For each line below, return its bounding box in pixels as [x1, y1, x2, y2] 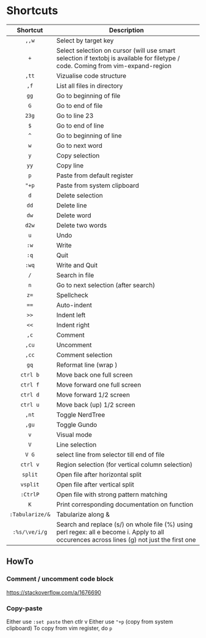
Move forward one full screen [56, 380, 142, 389]
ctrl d [20, 391, 40, 398]
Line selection [56, 440, 97, 448]
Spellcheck [56, 291, 89, 299]
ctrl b [20, 371, 40, 378]
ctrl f [20, 381, 40, 388]
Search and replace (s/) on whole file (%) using [56, 520, 193, 528]
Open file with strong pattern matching [56, 490, 167, 499]
